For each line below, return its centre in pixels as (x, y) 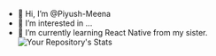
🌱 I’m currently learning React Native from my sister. (112, 32)
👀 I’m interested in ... (55, 23)
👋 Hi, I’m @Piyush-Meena (64, 14)
